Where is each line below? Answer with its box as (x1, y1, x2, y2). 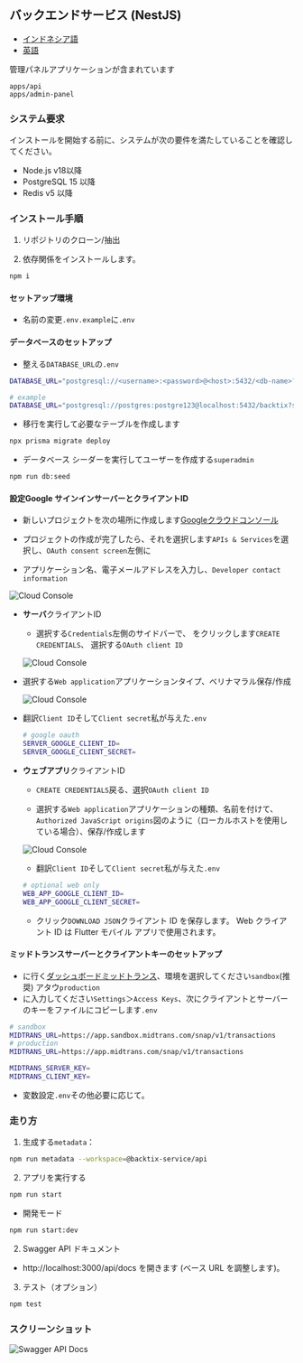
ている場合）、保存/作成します (35, 826, 146, 836)
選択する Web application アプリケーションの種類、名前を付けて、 (35, 803, 279, 814)
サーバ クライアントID (22, 609, 102, 620)
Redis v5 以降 (22, 188, 74, 199)
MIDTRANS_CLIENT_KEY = (9, 1072, 91, 1081)
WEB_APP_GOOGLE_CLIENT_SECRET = (22, 897, 141, 907)
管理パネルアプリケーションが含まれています (9, 63, 176, 74)
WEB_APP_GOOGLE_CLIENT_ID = (22, 889, 124, 898)
